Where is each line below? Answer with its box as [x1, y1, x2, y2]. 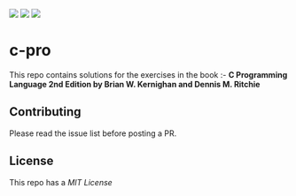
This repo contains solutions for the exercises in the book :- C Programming [9, 69, 288, 79]
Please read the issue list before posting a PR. [9, 128, 177, 139]
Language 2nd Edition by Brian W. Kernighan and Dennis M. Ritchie [9, 79, 261, 89]
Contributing [9, 104, 82, 119]
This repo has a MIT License [9, 177, 113, 187]
